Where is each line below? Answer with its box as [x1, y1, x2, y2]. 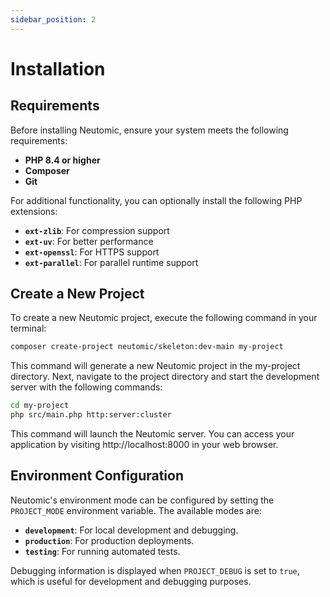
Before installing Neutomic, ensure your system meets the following [10, 124, 289, 136]
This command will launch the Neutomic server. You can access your [10, 428, 295, 440]
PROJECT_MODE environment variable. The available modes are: [10, 504, 262, 516]
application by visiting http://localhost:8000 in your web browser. [10, 439, 279, 451]
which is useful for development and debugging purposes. [10, 575, 252, 587]
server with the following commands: [10, 381, 163, 393]
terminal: [10, 322, 47, 335]
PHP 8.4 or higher [24, 154, 101, 166]
